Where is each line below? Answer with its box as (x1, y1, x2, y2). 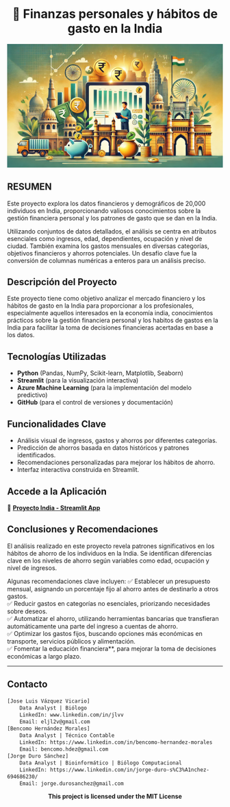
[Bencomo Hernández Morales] (7, 725, 90, 732)
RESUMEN (7, 181, 52, 193)
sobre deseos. (7, 607, 48, 615)
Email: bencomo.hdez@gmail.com (19, 745, 109, 753)
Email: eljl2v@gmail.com (19, 718, 90, 725)
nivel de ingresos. (7, 563, 57, 572)
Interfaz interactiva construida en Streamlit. (16, 466, 140, 474)
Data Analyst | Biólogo (19, 704, 88, 712)
